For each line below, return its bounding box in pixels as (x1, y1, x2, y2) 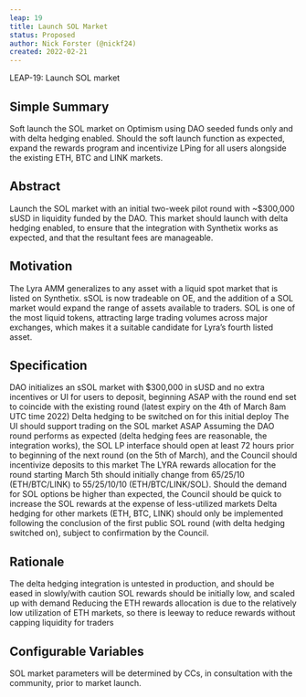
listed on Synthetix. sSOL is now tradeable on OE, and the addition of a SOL (9, 292, 294, 303)
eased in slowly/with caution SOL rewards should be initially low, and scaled (9, 588, 295, 599)
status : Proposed (9, 30, 76, 39)
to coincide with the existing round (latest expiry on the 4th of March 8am (9, 401, 287, 412)
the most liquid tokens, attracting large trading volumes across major (9, 312, 269, 322)
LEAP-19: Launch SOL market (9, 72, 121, 83)
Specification (9, 357, 88, 373)
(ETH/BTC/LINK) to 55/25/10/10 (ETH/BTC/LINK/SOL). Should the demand (9, 479, 288, 490)
